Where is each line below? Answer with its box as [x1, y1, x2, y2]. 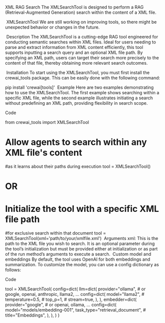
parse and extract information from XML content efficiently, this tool [5, 44, 143, 50]
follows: [5, 267, 21, 273]
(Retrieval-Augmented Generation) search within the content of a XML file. [5, 9, 157, 15]
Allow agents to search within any [5, 137, 147, 148]
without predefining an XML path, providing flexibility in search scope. [5, 100, 148, 106]
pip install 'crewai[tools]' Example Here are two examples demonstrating [5, 84, 154, 90]
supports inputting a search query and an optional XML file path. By [5, 49, 143, 55]
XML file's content [5, 147, 82, 159]
